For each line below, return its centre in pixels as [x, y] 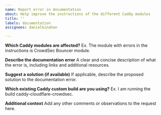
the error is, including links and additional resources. [57, 65]
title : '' [15, 18]
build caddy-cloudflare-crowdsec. [39, 94]
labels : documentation [28, 23]
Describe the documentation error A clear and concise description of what [80, 60]
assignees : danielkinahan [31, 28]
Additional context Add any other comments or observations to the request [81, 103]
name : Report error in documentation [43, 9]
